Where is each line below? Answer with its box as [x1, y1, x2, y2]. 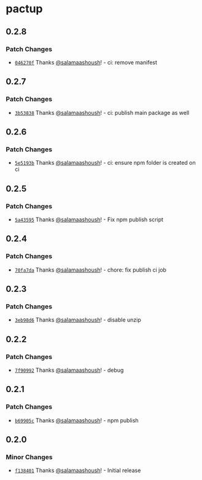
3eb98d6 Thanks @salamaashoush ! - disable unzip [14, 316, 142, 324]
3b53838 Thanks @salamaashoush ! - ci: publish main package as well [14, 109, 190, 116]
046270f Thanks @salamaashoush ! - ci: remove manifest [14, 58, 158, 66]
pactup [6, 2, 43, 16]
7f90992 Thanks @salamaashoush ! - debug [14, 366, 124, 374]
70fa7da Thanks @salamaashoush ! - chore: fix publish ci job [14, 266, 167, 273]
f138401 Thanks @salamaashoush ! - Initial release [14, 466, 141, 474]
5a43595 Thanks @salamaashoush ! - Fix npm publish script [14, 216, 164, 223]
